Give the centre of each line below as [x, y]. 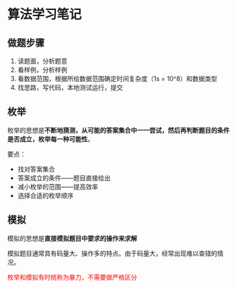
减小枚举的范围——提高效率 [58, 186]
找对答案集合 [36, 169]
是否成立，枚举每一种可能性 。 [50, 139]
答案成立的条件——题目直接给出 [64, 178]
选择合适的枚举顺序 [45, 196]
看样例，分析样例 [42, 70]
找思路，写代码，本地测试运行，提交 [70, 88]
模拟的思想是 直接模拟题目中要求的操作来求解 [72, 238]
